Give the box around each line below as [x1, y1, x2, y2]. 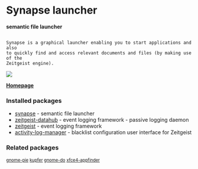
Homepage [6, 82, 34, 89]
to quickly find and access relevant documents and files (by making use [6, 50, 192, 56]
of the [6, 55, 22, 61]
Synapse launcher [6, 4, 98, 17]
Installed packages [6, 96, 62, 105]
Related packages [6, 144, 59, 152]
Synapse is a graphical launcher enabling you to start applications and [6, 40, 192, 45]
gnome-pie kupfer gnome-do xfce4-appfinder [6, 157, 100, 163]
